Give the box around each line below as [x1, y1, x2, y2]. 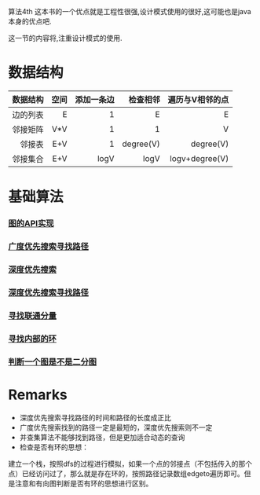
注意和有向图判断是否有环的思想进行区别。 [14, 478, 153, 488]
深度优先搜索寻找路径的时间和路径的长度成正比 [19, 412, 171, 422]
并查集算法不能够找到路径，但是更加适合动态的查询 [19, 432, 185, 442]
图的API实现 [8, 218, 54, 229]
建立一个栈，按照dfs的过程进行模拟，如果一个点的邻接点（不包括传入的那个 [8, 459, 253, 468]
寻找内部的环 [8, 333, 57, 344]
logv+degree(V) [170, 152, 229, 163]
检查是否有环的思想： [19, 442, 89, 452]
